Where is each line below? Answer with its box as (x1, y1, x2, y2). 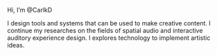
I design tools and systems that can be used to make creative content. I (7, 19, 211, 27)
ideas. (7, 41, 25, 49)
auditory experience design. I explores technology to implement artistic (7, 34, 211, 42)
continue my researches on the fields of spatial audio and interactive (7, 27, 203, 34)
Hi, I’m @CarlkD (7, 6, 53, 14)
